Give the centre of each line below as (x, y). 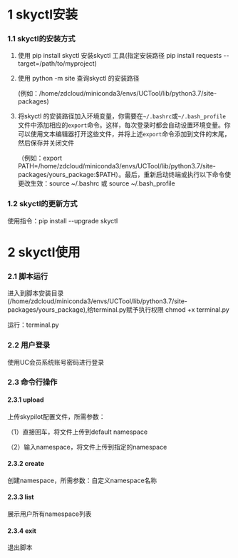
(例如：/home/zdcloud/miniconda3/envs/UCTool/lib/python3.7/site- (117, 93)
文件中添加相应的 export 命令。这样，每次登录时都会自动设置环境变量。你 (124, 125)
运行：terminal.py (33, 325)
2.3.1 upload (26, 400)
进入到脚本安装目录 (36, 293)
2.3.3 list (21, 497)
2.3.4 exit (22, 531)
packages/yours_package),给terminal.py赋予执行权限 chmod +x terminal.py (118, 310)
